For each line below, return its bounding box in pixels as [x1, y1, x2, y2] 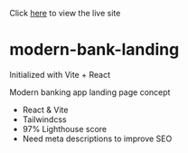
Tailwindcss [22, 113, 67, 125]
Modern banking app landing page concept [9, 86, 171, 98]
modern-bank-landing [9, 40, 180, 60]
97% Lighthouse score [22, 123, 107, 134]
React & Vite [22, 104, 69, 115]
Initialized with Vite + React [9, 69, 111, 80]
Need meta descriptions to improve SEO [22, 133, 173, 144]
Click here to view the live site [9, 8, 121, 18]
